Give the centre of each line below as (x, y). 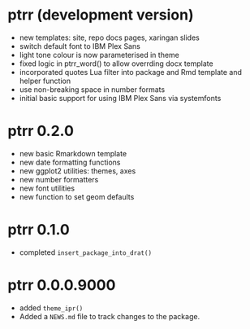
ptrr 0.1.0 (39, 230)
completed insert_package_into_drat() (85, 252)
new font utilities (47, 188)
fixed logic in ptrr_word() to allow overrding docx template (116, 64)
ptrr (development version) (101, 15)
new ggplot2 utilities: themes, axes (78, 171)
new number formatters (59, 179)
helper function (45, 81)
